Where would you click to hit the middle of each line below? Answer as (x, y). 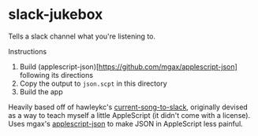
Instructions (28, 51)
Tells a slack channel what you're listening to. (82, 36)
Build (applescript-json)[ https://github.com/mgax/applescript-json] (129, 66)
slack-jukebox (56, 15)
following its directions (56, 75)
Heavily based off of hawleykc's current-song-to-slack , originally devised (128, 107)
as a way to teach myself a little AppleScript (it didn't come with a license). (129, 115)
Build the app (41, 91)
